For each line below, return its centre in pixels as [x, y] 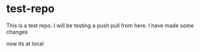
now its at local [25, 44]
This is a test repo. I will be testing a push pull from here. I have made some [100, 25]
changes [17, 31]
